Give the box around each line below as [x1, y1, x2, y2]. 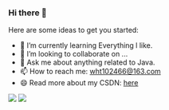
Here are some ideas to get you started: [8, 26, 140, 35]
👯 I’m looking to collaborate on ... [19, 49, 128, 59]
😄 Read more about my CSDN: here [19, 78, 139, 88]
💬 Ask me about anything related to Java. [19, 57, 155, 67]
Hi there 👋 [8, 7, 48, 18]
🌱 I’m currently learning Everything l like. [19, 41, 153, 50]
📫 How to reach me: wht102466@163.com [19, 67, 161, 77]
